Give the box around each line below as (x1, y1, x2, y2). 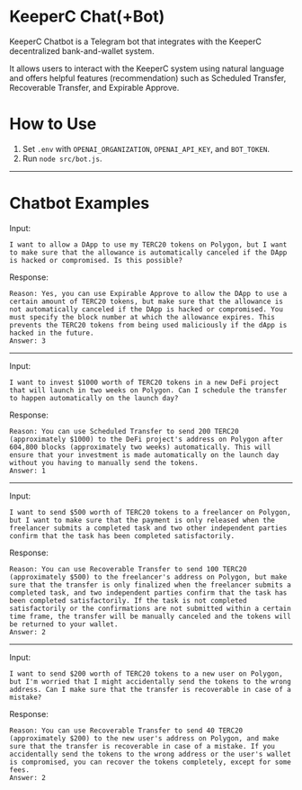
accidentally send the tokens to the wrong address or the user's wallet (9, 750, 292, 759)
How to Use (9, 114, 97, 134)
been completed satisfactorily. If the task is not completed (9, 596, 247, 605)
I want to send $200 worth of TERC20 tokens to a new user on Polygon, (9, 669, 283, 678)
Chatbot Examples (9, 193, 150, 213)
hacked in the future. (9, 328, 94, 337)
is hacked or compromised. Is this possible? (9, 256, 182, 265)
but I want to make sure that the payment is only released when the (9, 516, 276, 525)
